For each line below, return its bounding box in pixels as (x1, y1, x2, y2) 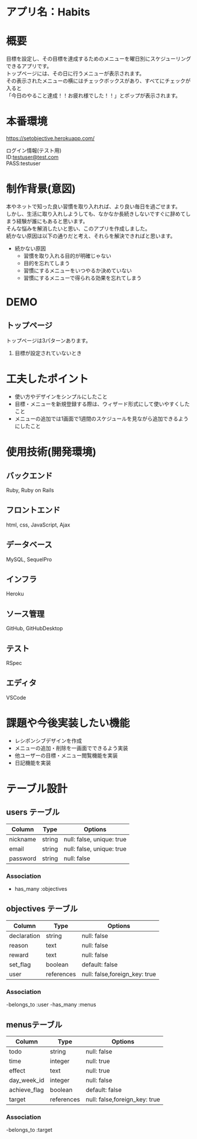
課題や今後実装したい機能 (6, 717, 131, 730)
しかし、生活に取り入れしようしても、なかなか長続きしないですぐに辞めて (6, 210, 186, 217)
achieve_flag (9, 1085, 44, 1094)
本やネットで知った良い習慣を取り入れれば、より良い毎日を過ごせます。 (6, 203, 181, 210)
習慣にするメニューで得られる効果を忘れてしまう (23, 275, 142, 281)
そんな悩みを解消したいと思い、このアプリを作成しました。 (6, 225, 151, 232)
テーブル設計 (6, 782, 68, 795)
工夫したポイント (6, 373, 89, 386)
